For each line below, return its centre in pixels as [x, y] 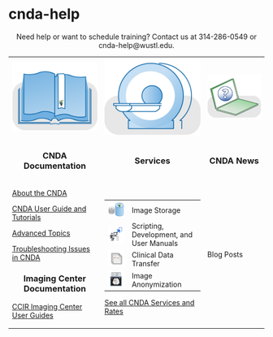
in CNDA [26, 257]
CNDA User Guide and [49, 209]
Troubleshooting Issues [51, 249]
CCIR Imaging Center [47, 306]
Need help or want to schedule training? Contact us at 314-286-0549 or [136, 37]
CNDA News [234, 161]
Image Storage [156, 210]
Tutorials [26, 218]
